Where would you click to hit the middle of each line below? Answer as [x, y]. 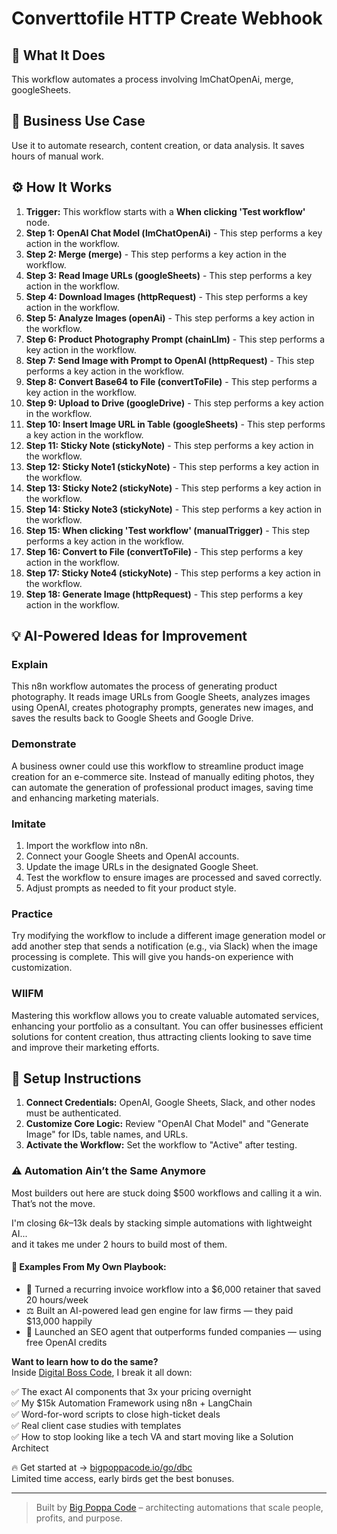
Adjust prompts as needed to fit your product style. [131, 888]
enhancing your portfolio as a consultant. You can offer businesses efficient [167, 1026]
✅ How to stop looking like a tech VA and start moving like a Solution [152, 1436]
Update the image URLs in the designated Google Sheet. [142, 866]
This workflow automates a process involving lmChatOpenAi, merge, [152, 79]
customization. [42, 968]
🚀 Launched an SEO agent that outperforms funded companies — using [173, 1331]
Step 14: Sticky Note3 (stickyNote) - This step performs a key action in [174, 509]
